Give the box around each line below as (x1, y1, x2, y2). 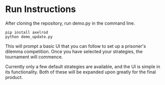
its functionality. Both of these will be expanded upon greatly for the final (5, 69, 156, 75)
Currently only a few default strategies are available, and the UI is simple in (5, 63, 160, 69)
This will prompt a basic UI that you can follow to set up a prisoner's (5, 43, 146, 49)
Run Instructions (5, 4, 76, 15)
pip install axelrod (5, 30, 49, 35)
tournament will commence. (5, 54, 63, 60)
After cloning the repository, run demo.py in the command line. (5, 20, 135, 26)
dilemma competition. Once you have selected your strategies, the (5, 48, 143, 54)
